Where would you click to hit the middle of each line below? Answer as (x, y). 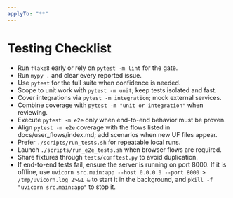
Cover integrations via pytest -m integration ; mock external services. (120, 97)
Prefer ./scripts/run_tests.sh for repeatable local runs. (99, 142)
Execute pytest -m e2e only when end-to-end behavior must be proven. (121, 120)
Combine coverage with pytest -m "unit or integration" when (110, 105)
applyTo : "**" (28, 14)
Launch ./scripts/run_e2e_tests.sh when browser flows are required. (120, 149)
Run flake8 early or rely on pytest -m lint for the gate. (98, 68)
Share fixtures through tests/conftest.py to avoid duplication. (108, 157)
